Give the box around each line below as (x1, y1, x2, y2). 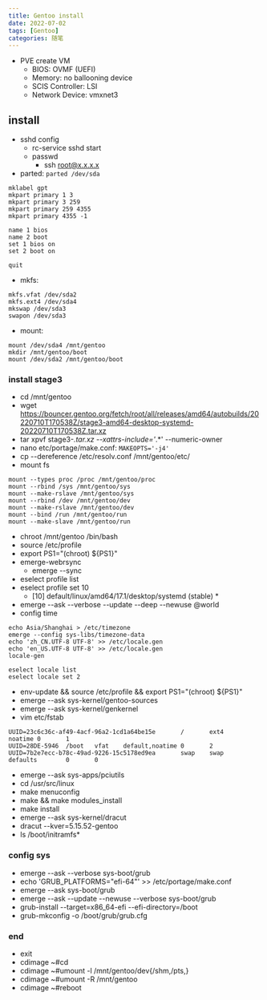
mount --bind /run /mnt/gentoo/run (8, 510, 127, 519)
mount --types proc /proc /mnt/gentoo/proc (8, 476, 156, 484)
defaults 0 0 (8, 756, 99, 764)
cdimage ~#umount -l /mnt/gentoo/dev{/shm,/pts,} (19, 966, 189, 975)
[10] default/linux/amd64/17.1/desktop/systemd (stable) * (31, 591, 219, 601)
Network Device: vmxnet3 (31, 90, 119, 100)
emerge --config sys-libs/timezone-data (8, 631, 146, 639)
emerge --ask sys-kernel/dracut (19, 812, 127, 822)
